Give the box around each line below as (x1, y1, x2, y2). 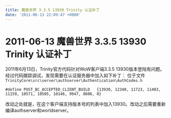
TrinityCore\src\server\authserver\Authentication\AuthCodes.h (5, 78, 143, 83)
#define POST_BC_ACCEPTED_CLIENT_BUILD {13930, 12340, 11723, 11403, (5, 87, 161, 92)
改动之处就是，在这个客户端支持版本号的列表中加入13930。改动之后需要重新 (5, 101, 166, 107)
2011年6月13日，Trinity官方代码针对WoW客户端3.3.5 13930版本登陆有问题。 (5, 66, 165, 72)
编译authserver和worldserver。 (5, 107, 71, 113)
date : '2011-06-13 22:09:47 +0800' (5, 12, 81, 17)
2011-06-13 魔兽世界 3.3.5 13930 (5, 36, 146, 47)
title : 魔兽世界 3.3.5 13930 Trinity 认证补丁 (5, 7, 100, 13)
